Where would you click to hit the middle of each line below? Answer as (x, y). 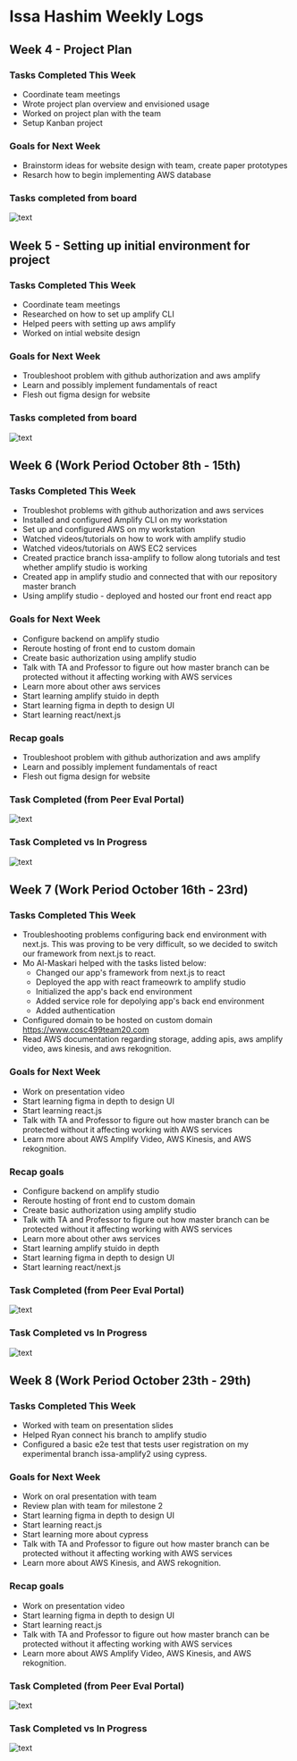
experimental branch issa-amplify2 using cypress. (115, 1454)
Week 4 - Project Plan (71, 50)
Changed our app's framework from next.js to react (130, 973)
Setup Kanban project (62, 123)
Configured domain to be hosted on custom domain (117, 1020)
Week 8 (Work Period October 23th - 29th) (130, 1380)
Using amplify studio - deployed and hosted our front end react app (147, 596)
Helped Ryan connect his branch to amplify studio (115, 1435)
